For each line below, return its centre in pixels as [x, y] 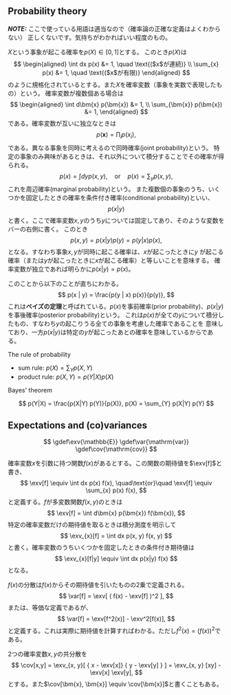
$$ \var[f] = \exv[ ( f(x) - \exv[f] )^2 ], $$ [116, 596]
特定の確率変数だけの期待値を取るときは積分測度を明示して [92, 525]
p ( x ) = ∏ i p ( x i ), [116, 135]
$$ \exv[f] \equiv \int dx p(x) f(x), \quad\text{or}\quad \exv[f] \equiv [116, 483]
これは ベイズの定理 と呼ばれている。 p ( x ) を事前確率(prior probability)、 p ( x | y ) [116, 307]
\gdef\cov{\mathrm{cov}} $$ [116, 449]
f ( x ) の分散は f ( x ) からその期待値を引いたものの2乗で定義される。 [98, 585]
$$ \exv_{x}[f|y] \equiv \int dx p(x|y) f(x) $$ [116, 559]
